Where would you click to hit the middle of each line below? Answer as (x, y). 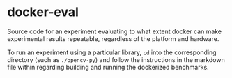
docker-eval (43, 12)
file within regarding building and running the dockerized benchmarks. (108, 67)
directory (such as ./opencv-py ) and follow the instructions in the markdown (116, 59)
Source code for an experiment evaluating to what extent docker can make (114, 31)
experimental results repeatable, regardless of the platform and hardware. (113, 38)
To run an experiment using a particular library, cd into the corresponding (112, 52)
